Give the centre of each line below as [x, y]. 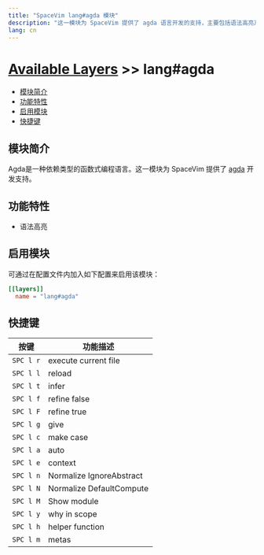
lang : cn [22, 30]
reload [60, 373]
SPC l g [26, 425]
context [62, 463]
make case [68, 438]
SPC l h [26, 527]
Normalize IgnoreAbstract [95, 475]
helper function [76, 527]
